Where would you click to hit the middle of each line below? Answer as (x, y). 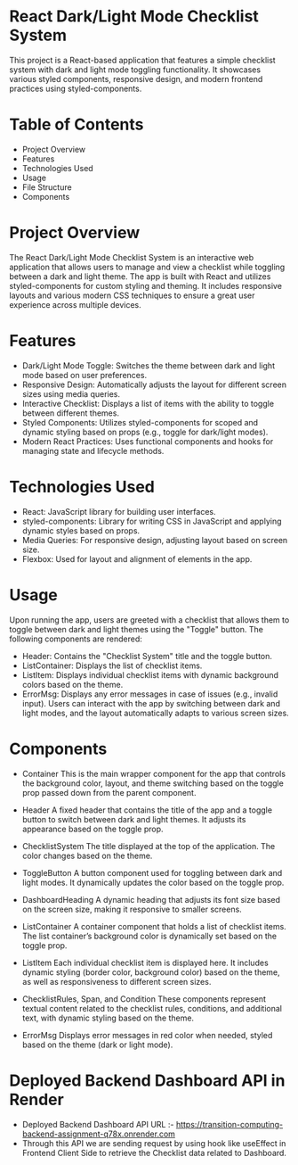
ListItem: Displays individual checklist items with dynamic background (150, 674)
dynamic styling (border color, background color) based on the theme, (151, 972)
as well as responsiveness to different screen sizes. (117, 981)
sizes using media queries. (71, 393)
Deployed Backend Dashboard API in (147, 1080)
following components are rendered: (76, 639)
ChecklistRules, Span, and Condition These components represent (144, 999)
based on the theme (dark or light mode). (97, 1045)
